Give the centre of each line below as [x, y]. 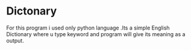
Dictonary [32, 11]
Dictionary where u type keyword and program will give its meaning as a [96, 34]
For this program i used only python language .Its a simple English [88, 28]
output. [15, 40]
